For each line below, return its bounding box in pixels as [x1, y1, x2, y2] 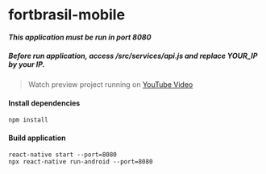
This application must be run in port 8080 [8, 32, 152, 42]
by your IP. [8, 59, 46, 69]
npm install [8, 116, 48, 124]
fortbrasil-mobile [8, 6, 126, 24]
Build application [8, 133, 66, 143]
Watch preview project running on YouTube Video [27, 79, 193, 89]
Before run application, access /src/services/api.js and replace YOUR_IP [8, 51, 258, 60]
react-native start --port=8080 [8, 151, 117, 159]
